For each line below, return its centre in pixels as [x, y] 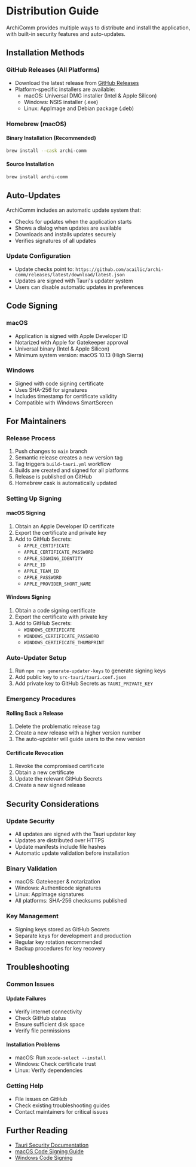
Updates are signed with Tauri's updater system [74, 281]
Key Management [32, 916]
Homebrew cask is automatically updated [66, 483]
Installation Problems [33, 1044]
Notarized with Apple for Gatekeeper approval [71, 342]
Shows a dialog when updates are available [68, 228]
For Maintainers [36, 421]
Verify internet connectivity [48, 1011]
